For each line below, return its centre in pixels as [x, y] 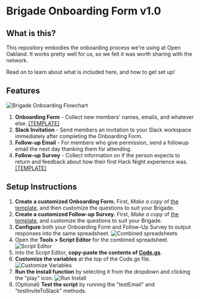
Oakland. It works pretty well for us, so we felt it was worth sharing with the [99, 54]
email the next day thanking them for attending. [73, 149]
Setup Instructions [42, 187]
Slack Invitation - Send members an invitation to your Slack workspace [103, 130]
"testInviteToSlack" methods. [51, 291]
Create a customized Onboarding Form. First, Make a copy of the [97, 201]
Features [23, 91]
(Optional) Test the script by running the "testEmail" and [84, 284]
